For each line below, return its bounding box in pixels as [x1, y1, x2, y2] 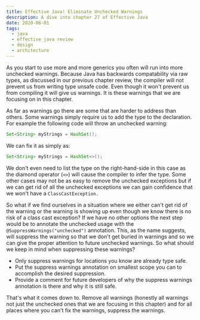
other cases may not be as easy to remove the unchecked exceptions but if [6, 177, 192, 184]
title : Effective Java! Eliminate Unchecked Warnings [6, 8, 143, 15]
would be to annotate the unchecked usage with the [6, 220, 134, 227]
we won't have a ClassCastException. [6, 189, 99, 197]
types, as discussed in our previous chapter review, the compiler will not [6, 76, 184, 83]
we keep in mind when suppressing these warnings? [6, 246, 136, 253]
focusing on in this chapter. [6, 95, 73, 102]
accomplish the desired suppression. [14, 269, 106, 277]
